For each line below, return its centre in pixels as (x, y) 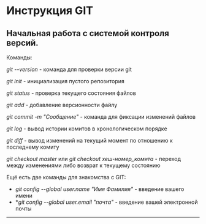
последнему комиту (33, 147)
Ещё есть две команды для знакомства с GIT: (66, 177)
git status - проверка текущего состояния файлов (71, 93)
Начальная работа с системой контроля (88, 33)
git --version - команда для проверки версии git (69, 69)
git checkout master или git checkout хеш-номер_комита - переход (94, 159)
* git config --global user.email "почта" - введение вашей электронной (106, 202)
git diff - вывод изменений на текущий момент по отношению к (90, 140)
